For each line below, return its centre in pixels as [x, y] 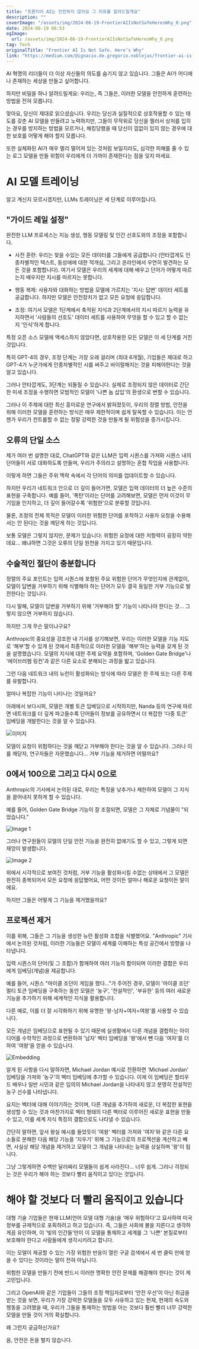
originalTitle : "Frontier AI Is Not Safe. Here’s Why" [75, 50]
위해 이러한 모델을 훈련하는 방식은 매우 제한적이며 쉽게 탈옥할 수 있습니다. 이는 [96, 412]
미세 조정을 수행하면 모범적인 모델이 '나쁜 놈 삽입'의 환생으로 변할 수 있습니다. [101, 392]
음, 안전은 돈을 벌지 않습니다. [39, 1340]
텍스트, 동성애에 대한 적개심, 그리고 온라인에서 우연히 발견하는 [111, 263]
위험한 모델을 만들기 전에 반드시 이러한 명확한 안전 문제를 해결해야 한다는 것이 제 [99, 1273]
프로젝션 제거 [29, 920]
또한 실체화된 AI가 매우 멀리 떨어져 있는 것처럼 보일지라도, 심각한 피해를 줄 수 [94, 148]
